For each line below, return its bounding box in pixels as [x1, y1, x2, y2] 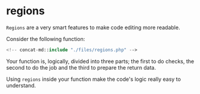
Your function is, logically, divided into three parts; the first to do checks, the [6, 58, 195, 65]
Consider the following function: [6, 35, 85, 42]
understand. [6, 82, 36, 89]
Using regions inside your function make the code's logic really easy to [6, 76, 181, 83]
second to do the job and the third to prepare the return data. [6, 64, 156, 71]
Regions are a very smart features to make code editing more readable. [6, 24, 180, 31]
